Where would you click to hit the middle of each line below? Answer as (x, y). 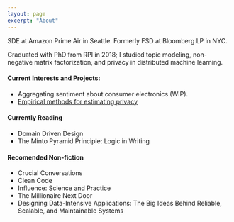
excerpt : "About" (33, 21)
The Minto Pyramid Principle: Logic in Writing (84, 141)
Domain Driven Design (50, 133)
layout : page (27, 14)
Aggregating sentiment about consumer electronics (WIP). (103, 94)
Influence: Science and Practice (64, 188)
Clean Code (35, 181)
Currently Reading (35, 118)
